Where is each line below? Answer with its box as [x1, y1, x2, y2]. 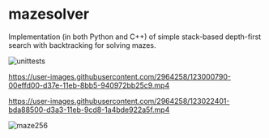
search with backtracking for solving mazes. [8, 40, 156, 50]
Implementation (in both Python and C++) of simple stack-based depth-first [8, 32, 262, 41]
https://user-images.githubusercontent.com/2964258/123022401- [8, 96, 230, 106]
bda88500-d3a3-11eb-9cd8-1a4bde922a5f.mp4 [8, 105, 170, 114]
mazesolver [8, 5, 90, 24]
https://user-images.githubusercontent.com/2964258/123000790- [8, 71, 231, 81]
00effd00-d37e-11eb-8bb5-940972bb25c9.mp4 [8, 80, 170, 90]
